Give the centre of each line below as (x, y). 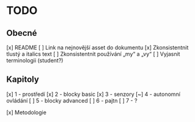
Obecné (22, 33)
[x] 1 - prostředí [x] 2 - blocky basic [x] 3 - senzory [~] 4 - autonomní (93, 94)
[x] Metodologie (27, 112)
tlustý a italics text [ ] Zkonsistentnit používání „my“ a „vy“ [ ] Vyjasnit (93, 54)
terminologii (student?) (35, 60)
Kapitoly (23, 80)
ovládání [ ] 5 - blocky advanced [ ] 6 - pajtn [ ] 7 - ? (72, 100)
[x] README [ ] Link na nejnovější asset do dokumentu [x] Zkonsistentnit (97, 47)
